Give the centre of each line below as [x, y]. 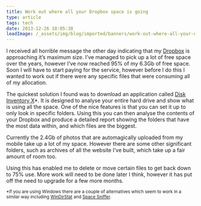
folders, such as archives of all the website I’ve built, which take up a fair [96, 150]
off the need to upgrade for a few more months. [65, 181]
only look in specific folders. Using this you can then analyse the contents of [100, 113]
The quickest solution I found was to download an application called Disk [96, 94]
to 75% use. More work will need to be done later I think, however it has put [99, 174]
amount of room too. [31, 156]
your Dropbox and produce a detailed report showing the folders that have [98, 119]
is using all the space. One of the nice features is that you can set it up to [96, 107]
